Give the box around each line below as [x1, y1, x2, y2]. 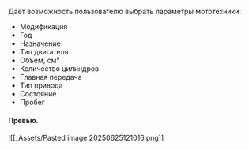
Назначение [19, 39, 62, 48]
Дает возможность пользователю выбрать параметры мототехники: [8, 7, 242, 16]
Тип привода [19, 81, 63, 90]
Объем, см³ [19, 55, 60, 65]
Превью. [8, 115, 39, 125]
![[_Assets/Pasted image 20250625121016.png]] [8, 133, 164, 143]
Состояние [19, 89, 57, 98]
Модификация [19, 22, 68, 31]
